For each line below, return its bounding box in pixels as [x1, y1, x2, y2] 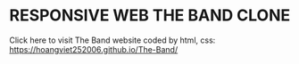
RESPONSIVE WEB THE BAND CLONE [9, 5, 291, 26]
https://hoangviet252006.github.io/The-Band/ [9, 44, 179, 54]
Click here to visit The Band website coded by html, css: [9, 35, 216, 45]
